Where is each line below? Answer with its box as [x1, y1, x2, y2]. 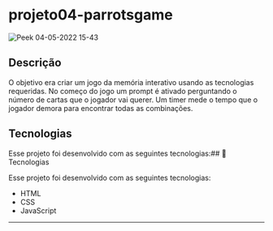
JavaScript [19, 205, 57, 216]
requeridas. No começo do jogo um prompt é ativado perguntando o [8, 86, 237, 96]
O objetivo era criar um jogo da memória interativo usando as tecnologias [8, 77, 254, 87]
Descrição [8, 56, 62, 70]
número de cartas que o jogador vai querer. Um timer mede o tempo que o [8, 95, 258, 105]
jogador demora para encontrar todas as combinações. [8, 103, 193, 113]
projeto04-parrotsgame [8, 6, 173, 24]
